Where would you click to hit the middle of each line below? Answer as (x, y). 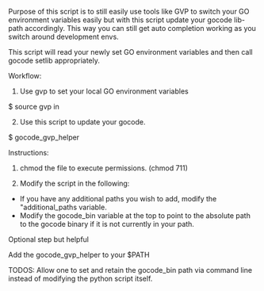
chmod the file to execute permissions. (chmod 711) (104, 168)
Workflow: (25, 76)
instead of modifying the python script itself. (80, 278)
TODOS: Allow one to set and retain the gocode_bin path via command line (130, 270)
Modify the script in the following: (75, 183)
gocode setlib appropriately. (54, 60)
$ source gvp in (34, 107)
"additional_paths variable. (63, 207)
